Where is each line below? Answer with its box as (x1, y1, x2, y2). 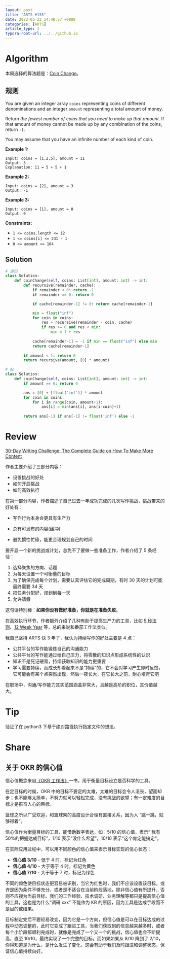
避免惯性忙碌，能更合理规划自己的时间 (12, 536, 93, 542)
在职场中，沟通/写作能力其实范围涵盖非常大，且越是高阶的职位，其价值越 (5, 682, 158, 688)
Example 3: (5, 196, 29, 203)
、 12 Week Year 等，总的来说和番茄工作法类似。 (10, 624, 110, 630)
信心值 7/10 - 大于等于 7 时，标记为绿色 (12, 869, 95, 875)
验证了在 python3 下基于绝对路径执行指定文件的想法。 (5, 724, 118, 730)
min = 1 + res (50, 329, 80, 335)
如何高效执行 (12, 487, 39, 493)
